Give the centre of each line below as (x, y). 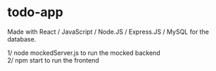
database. (22, 39)
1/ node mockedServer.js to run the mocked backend (84, 53)
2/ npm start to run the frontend (53, 60)
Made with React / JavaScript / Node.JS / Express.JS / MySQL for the (108, 32)
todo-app (35, 12)
